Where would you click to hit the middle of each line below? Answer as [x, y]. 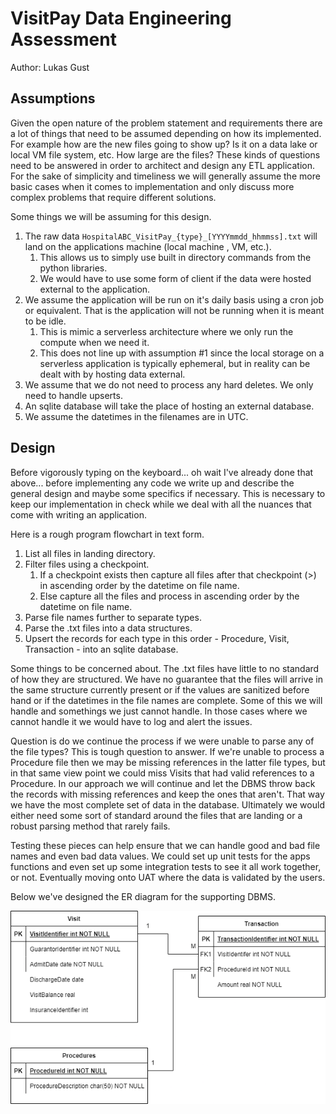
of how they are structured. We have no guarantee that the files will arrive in [166, 679]
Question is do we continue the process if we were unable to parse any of [162, 741]
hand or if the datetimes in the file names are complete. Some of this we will [166, 700]
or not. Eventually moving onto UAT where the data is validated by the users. [168, 877]
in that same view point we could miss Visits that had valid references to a [162, 773]
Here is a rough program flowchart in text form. [107, 534]
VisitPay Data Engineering [121, 18]
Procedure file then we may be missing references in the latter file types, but [168, 762]
